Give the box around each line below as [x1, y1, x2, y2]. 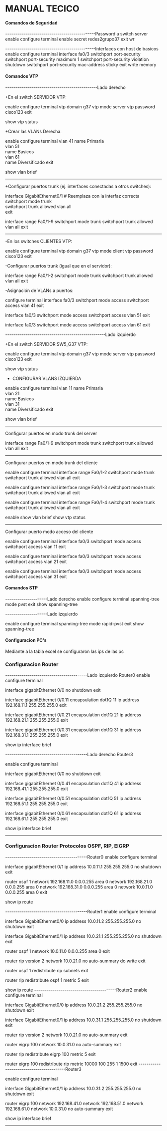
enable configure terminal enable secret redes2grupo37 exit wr [5, 36, 135, 42]
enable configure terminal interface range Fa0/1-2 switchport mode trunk [5, 469, 155, 475]
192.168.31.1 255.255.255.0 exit [5, 732, 68, 738]
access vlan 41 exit [5, 302, 44, 308]
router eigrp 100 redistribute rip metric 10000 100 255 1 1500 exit [5, 1061, 138, 1067]
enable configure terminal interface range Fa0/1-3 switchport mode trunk [5, 484, 155, 490]
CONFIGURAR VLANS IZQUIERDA [12, 375, 82, 381]
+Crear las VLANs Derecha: [5, 128, 62, 134]
